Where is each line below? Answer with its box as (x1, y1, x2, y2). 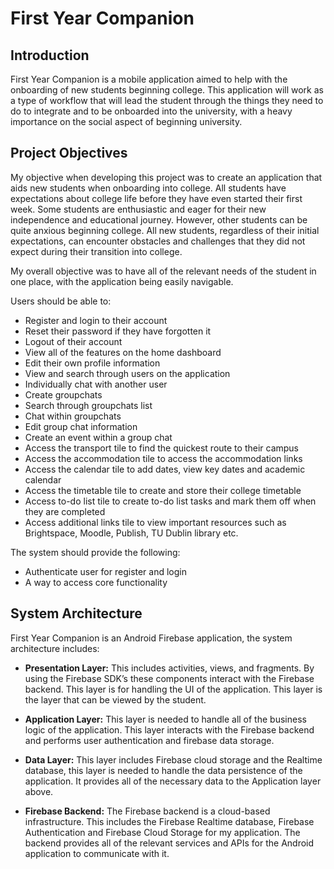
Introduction (10, 47, 90, 64)
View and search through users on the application (24, 367, 231, 379)
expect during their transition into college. (10, 245, 183, 257)
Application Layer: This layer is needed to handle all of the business (24, 713, 307, 725)
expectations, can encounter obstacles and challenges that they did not (10, 235, 306, 247)
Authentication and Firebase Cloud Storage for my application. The (24, 826, 301, 838)
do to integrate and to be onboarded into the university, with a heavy (10, 105, 293, 117)
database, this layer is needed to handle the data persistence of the (24, 764, 303, 776)
